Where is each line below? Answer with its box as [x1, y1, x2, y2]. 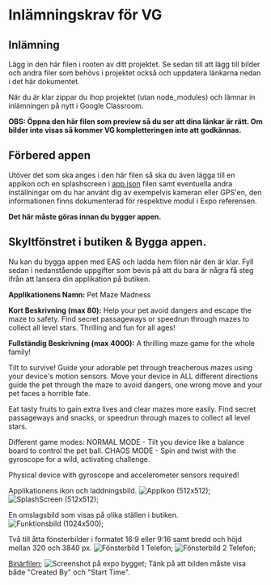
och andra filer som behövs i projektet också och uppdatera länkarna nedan [8, 68, 261, 78]
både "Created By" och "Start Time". [8, 567, 131, 577]
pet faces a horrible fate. [8, 388, 91, 398]
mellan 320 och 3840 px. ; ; [8, 543, 256, 553]
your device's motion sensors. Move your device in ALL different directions [8, 371, 259, 381]
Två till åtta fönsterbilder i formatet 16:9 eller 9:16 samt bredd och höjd [8, 534, 243, 544]
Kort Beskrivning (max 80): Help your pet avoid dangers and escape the [8, 305, 252, 315]
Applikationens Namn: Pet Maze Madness [8, 289, 151, 299]
